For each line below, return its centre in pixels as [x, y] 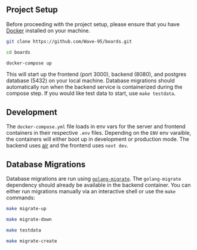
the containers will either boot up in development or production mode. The [98, 139]
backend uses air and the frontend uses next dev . [67, 146]
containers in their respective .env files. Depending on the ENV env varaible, [99, 133]
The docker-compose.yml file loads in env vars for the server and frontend [96, 126]
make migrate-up [26, 209]
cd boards [19, 52]
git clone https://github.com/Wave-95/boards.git [69, 41]
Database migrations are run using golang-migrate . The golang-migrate [94, 179]
